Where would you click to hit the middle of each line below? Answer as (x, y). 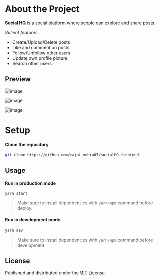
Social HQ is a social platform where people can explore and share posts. (80, 23)
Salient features (22, 32)
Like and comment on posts (41, 47)
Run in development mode (33, 220)
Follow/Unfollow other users (41, 53)
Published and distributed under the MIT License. (56, 273)
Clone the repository (27, 144)
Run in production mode (31, 183)
